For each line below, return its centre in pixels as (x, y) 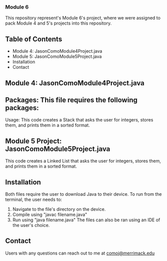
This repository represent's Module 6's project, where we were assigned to (83, 18)
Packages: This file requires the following (71, 100)
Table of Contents (34, 39)
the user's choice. (31, 225)
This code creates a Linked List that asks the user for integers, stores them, (83, 161)
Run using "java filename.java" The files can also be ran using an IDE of (86, 220)
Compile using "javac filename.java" (50, 214)
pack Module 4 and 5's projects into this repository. (58, 23)
